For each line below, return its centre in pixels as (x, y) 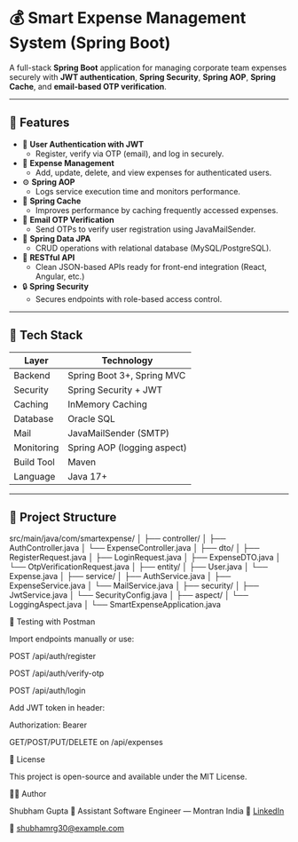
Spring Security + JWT (115, 390)
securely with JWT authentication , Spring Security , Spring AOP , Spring (143, 76)
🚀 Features (39, 123)
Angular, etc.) (60, 276)
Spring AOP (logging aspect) (128, 448)
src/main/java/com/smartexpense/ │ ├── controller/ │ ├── (118, 538)
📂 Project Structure (63, 517)
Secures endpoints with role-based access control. (129, 298)
